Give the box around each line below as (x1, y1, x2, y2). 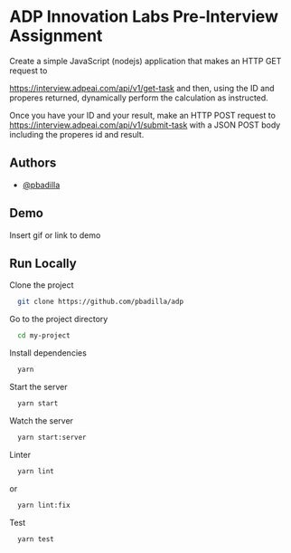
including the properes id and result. (9, 129, 145, 139)
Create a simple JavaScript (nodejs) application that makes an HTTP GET (9, 55, 282, 66)
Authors (9, 156, 57, 171)
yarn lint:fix (17, 501, 70, 510)
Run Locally (9, 255, 77, 271)
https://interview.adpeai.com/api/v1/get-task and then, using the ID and (9, 82, 275, 93)
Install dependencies (9, 348, 88, 358)
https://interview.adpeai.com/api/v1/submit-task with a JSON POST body (9, 119, 281, 130)
